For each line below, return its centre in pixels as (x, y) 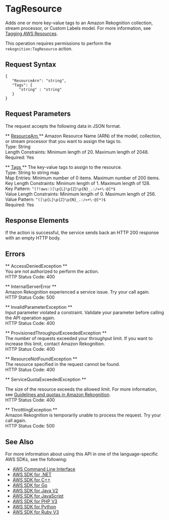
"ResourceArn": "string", (39, 81)
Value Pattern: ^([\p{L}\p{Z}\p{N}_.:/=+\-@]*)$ (55, 199)
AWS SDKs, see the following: (36, 459)
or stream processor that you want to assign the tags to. (64, 141)
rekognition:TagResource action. (39, 49)
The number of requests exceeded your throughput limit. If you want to (79, 339)
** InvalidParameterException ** (39, 307)
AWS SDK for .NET (32, 475)
